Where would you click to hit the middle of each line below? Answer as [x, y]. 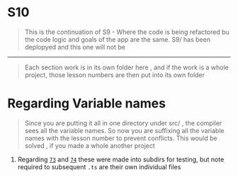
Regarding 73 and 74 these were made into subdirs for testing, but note [121, 159]
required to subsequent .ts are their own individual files [99, 166]
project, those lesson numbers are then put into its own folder [115, 74]
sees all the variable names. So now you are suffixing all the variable [124, 130]
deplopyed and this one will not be [75, 47]
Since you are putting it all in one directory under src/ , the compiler [123, 123]
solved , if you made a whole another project [90, 145]
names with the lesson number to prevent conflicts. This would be [121, 138]
